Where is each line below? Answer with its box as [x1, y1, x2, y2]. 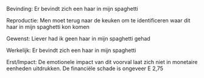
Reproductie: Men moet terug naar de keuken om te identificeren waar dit [6, 17, 191, 24]
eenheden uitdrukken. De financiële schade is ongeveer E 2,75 [6, 65, 163, 72]
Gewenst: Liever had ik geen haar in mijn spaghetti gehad [6, 35, 150, 42]
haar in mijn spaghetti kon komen [6, 24, 90, 30]
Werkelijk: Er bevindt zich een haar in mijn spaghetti [6, 47, 136, 54]
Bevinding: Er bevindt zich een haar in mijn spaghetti [6, 5, 138, 12]
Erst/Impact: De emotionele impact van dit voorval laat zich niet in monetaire [6, 59, 198, 65]
